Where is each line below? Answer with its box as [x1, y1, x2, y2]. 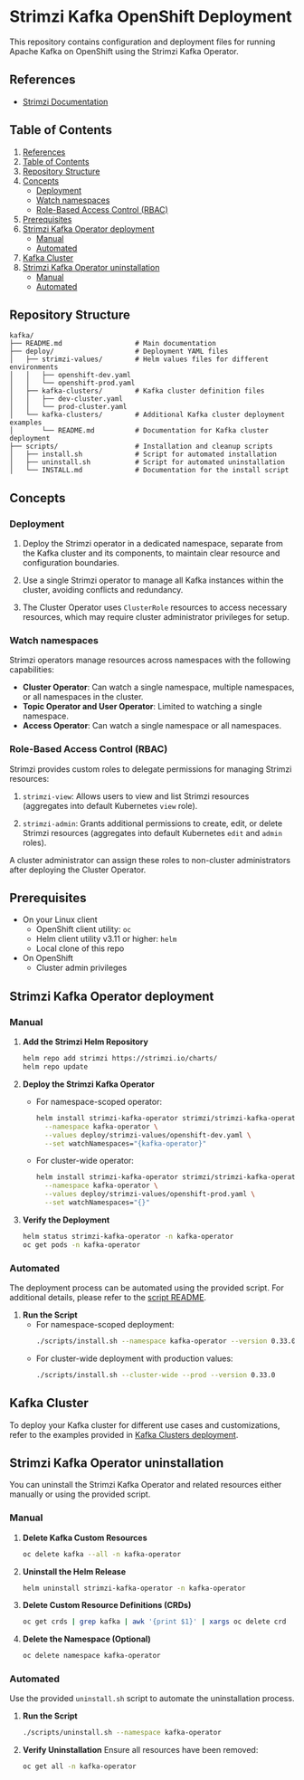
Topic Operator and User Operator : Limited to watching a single [22, 701, 262, 712]
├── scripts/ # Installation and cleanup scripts [9, 442, 273, 452]
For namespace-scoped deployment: [35, 1318, 175, 1329]
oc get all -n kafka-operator [22, 1762, 138, 1771]
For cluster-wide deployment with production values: [35, 1353, 233, 1364]
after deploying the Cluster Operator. [9, 864, 147, 875]
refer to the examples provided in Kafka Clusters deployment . [9, 1429, 239, 1440]
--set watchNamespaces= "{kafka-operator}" [43, 1138, 207, 1148]
